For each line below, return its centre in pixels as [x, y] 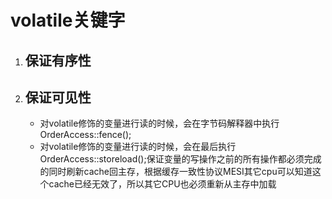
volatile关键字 [68, 20]
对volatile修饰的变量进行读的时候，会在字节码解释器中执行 [159, 123]
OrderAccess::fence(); [85, 135]
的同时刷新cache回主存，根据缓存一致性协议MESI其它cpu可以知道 [176, 172]
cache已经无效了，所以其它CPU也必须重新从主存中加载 [162, 184]
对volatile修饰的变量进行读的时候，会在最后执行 [138, 147]
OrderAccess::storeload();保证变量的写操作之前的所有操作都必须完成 [180, 159]
